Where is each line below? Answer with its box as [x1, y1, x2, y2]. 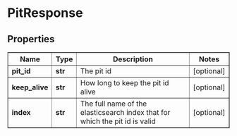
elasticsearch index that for [80, 108, 171, 117]
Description [112, 54, 153, 64]
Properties [7, 33, 55, 45]
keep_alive [11, 82, 49, 92]
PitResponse [7, 5, 83, 21]
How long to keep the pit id [80, 78, 169, 87]
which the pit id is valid [80, 116, 157, 126]
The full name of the [80, 99, 147, 109]
